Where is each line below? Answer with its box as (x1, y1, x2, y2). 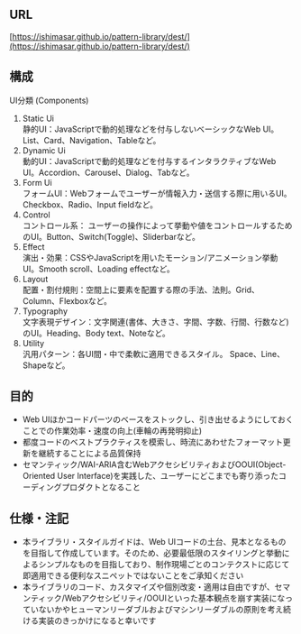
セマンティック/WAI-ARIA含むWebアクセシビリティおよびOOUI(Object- (22, 459, 287, 470)
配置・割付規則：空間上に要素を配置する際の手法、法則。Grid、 (22, 284, 260, 295)
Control (22, 209, 51, 220)
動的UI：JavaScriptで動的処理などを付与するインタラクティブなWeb (22, 155, 277, 166)
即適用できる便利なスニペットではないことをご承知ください (22, 570, 244, 581)
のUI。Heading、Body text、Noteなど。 (22, 327, 170, 338)
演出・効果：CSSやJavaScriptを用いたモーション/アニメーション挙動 (22, 252, 278, 262)
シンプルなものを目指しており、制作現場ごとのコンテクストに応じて (38, 559, 290, 570)
